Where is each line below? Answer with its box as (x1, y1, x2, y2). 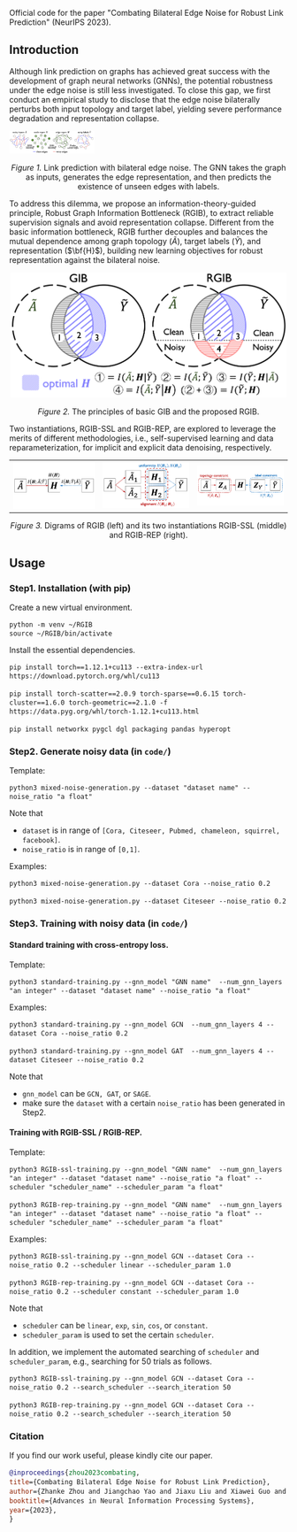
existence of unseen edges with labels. (77, 181, 220, 191)
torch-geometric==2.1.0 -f (68, 698, 168, 707)
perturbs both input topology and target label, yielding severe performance (9, 104, 283, 114)
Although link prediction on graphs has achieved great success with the (9, 65, 270, 76)
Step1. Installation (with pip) (9, 581, 131, 594)
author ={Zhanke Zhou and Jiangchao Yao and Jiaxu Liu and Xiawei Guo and (9, 1487, 287, 1496)
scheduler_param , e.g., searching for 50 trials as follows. (9, 1356, 212, 1366)
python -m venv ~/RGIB (9, 620, 93, 629)
